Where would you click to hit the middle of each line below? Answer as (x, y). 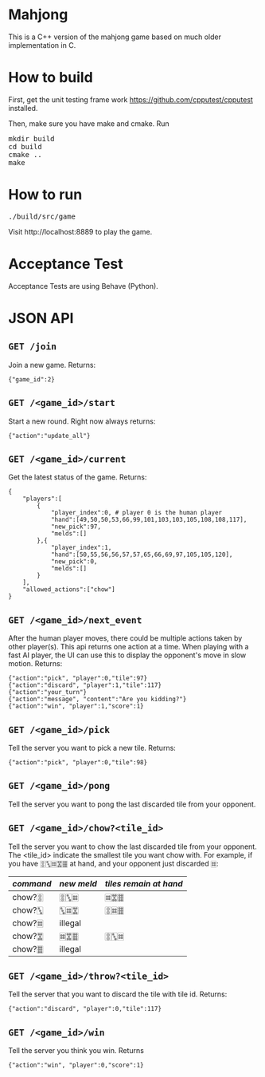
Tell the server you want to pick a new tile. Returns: (92, 748)
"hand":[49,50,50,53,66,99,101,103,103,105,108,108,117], (149, 520)
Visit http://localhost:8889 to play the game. (80, 231)
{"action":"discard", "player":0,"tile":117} (85, 1009)
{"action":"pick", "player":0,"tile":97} (78, 679)
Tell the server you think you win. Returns (76, 1051)
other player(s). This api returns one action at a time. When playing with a (129, 647)
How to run (45, 195)
